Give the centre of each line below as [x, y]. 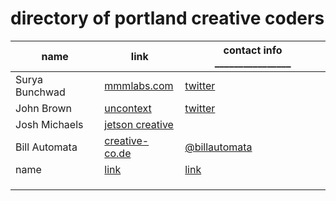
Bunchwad [40, 92]
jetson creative [139, 124]
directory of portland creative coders [167, 18]
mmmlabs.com [139, 85]
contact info [253, 50]
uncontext [128, 108]
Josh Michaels [49, 124]
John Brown [44, 108]
